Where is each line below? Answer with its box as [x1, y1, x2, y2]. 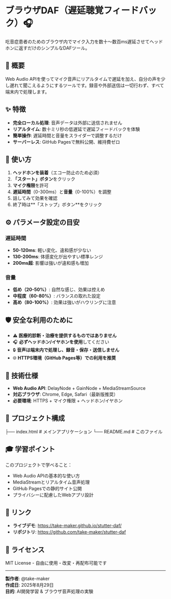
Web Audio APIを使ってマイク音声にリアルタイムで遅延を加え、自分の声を [5, 76, 161, 82]
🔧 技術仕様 [5, 371, 38, 380]
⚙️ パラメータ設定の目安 [5, 218, 80, 226]
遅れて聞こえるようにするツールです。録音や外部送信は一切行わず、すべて [9, 82, 164, 88]
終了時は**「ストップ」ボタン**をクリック [12, 201, 102, 208]
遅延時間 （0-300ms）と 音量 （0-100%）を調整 [12, 189, 112, 195]
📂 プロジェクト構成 [5, 414, 65, 423]
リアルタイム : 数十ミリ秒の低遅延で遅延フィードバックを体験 [12, 126, 140, 132]
